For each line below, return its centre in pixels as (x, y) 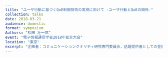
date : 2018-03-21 (23, 19)
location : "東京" (22, 42)
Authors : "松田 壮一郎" (28, 33)
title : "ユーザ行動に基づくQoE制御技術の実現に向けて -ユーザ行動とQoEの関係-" (79, 10)
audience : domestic (25, 24)
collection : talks (24, 14)
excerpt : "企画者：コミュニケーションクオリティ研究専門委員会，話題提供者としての (81, 47)
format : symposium (24, 28)
